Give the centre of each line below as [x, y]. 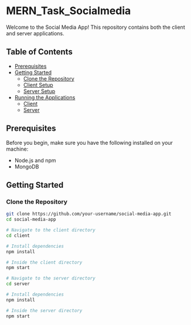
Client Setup [38, 85]
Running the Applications [45, 97]
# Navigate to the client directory [51, 230]
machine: [17, 149]
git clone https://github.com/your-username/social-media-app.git [89, 214]
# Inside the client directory [44, 262]
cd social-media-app [31, 220]
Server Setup [39, 91]
